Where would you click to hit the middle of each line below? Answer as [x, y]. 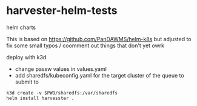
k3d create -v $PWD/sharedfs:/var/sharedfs [62, 93]
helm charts [21, 27]
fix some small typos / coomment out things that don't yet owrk [85, 45]
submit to [27, 82]
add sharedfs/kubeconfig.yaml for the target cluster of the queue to [99, 75]
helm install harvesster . [40, 98]
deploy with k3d [26, 57]
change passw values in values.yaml [61, 69]
